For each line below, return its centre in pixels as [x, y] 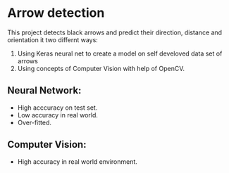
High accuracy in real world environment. [77, 161]
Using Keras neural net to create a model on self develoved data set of [120, 53]
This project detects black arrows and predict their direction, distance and [115, 32]
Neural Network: [44, 90]
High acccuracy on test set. [57, 108]
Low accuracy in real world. [58, 115]
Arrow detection [56, 13]
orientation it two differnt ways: [53, 39]
